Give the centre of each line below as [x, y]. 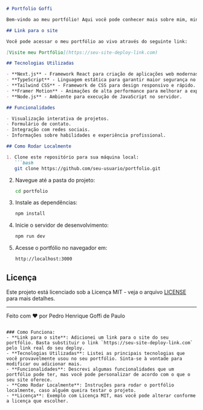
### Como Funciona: [31, 332]
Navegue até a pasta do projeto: [55, 180]
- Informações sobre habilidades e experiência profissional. [86, 135]
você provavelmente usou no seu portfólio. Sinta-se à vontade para [94, 359]
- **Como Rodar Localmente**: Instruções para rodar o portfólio [90, 385]
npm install [30, 214]
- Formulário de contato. [39, 124]
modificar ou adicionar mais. [44, 364]
